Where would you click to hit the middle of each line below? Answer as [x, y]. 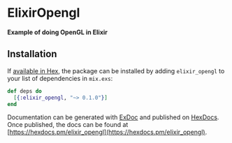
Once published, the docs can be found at [68, 125]
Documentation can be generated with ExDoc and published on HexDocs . [113, 117]
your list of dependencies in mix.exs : [60, 78]
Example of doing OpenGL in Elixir [58, 32]
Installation [32, 54]
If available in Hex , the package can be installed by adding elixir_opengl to [116, 70]
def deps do [24, 91]
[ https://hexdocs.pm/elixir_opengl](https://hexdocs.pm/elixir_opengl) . [107, 132]
